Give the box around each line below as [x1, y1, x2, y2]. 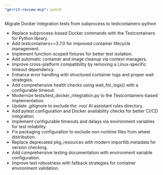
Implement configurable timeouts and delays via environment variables [11, 118, 155, 124]
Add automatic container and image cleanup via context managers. [11, 56, 147, 62]
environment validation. [11, 165, 59, 171]
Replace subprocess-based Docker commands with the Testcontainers [11, 30, 155, 36]
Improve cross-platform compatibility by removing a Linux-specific [11, 61, 146, 67]
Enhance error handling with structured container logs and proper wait [11, 71, 154, 77]
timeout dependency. [11, 66, 55, 72]
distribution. [11, 134, 36, 140]
